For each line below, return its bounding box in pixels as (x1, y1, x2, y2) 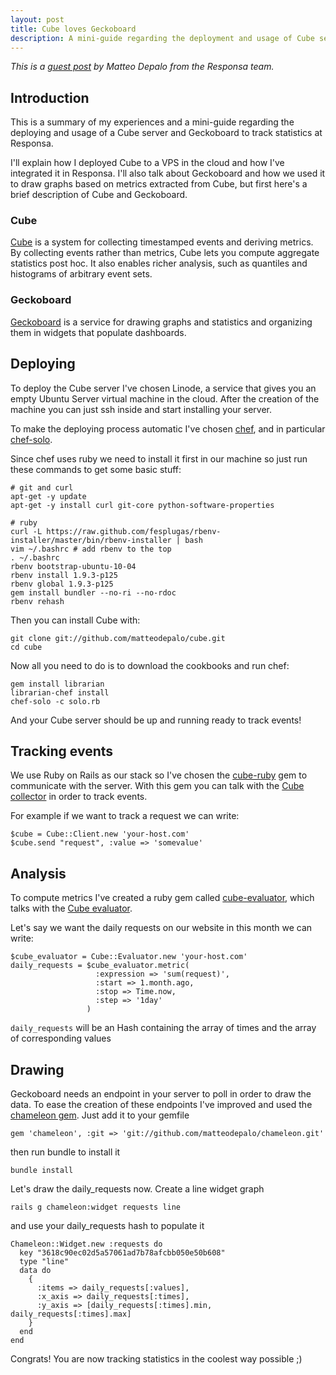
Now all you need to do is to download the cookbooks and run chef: (10, 659, 290, 671)
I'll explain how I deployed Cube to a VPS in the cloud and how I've (10, 157, 285, 169)
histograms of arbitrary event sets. (10, 268, 153, 280)
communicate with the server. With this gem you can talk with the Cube (10, 780, 305, 792)
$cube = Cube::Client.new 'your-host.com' (10, 829, 190, 840)
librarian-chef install (10, 687, 110, 698)
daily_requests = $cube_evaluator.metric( (10, 961, 190, 971)
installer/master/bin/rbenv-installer (10, 535, 172, 545)
